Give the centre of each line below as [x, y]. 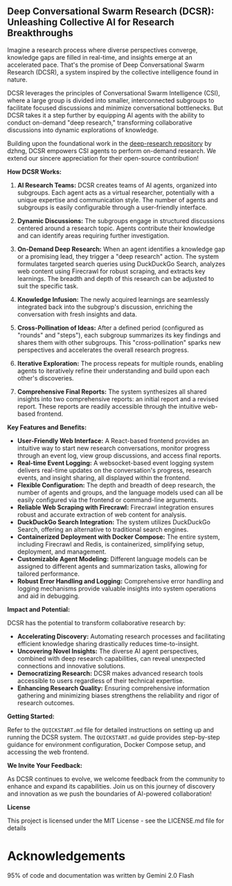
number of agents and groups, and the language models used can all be [120, 492]
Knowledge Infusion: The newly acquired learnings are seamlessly [113, 299]
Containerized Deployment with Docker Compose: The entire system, [118, 537]
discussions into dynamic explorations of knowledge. [83, 130]
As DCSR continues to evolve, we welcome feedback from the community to [116, 779]
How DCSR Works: [35, 171]
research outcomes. [46, 702]
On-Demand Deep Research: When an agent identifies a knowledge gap [121, 249]
